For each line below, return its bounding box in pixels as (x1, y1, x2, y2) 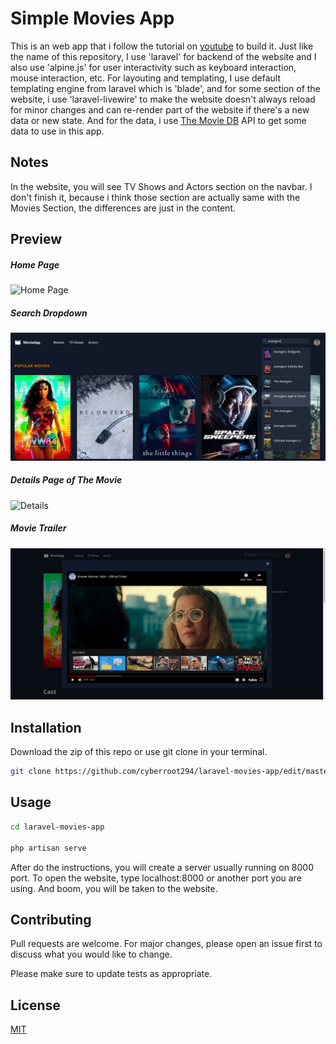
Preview (10, 231, 63, 248)
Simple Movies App (10, 7, 175, 30)
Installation (10, 719, 82, 736)
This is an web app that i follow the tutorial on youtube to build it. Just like (10, 40, 314, 52)
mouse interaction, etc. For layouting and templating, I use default (10, 72, 282, 84)
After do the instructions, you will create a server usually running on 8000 (10, 861, 315, 873)
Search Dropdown (10, 307, 88, 319)
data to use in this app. (10, 125, 105, 137)
